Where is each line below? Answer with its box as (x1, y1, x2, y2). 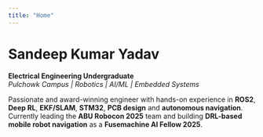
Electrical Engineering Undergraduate (8, 71, 134, 81)
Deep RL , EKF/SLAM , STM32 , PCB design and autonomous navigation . (8, 103, 243, 112)
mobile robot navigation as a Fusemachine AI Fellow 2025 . (8, 119, 203, 129)
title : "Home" (8, 11, 55, 20)
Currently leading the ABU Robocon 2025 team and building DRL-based (8, 111, 243, 121)
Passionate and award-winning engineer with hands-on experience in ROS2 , (8, 95, 256, 104)
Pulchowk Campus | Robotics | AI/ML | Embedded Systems (8, 79, 200, 88)
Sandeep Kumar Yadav (8, 45, 159, 63)
